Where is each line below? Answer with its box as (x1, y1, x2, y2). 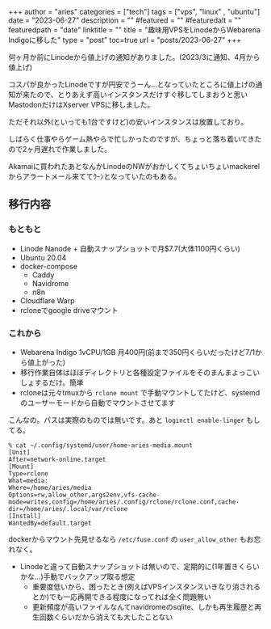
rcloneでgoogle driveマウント (19, 305, 119, 314)
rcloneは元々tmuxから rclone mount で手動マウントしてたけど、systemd (19, 387, 261, 397)
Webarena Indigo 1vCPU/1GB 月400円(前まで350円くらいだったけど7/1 (19, 347, 256, 357)
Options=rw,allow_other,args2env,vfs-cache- (8, 491, 161, 499)
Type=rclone (8, 469, 48, 478)
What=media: (8, 476, 48, 484)
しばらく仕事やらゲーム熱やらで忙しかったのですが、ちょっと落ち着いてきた (8, 134, 262, 144)
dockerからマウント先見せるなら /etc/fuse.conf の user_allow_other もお (8, 534, 254, 544)
